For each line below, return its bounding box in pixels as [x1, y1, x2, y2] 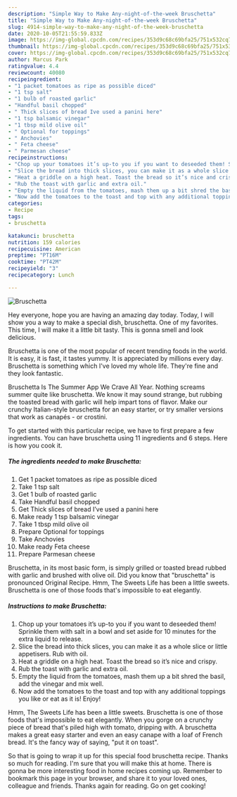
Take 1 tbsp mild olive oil [18, 520, 89, 528]
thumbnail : [8, 43, 40, 50]
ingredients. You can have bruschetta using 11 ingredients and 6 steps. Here [8, 433, 228, 442]
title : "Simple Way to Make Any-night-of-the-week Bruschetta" [8, 17, 198, 24]
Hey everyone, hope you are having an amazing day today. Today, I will [8, 310, 214, 319]
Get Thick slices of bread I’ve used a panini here [18, 504, 159, 514]
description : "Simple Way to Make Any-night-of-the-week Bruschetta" [8, 10, 217, 18]
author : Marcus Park [8, 56, 69, 63]
